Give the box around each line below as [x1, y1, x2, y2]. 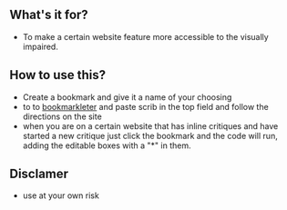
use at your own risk [22, 190, 100, 201]
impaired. [22, 41, 59, 52]
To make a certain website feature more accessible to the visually [22, 31, 269, 42]
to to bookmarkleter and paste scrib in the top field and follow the [22, 101, 269, 112]
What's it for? [9, 7, 88, 23]
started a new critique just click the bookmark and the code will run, [22, 130, 278, 141]
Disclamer [9, 166, 69, 182]
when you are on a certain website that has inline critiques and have [22, 120, 279, 131]
